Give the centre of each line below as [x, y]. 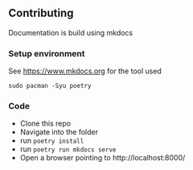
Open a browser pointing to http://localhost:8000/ [103, 158]
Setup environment [47, 53]
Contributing [41, 13]
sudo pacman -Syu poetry [50, 86]
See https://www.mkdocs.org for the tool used [85, 71]
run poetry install [52, 141]
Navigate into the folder [59, 132]
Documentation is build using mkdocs [71, 32]
